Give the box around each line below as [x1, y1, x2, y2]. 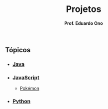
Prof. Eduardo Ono [64, 20, 103, 26]
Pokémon [19, 86, 40, 91]
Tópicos [5, 46, 31, 54]
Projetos [66, 3, 102, 15]
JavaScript [12, 74, 40, 81]
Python [12, 98, 31, 105]
